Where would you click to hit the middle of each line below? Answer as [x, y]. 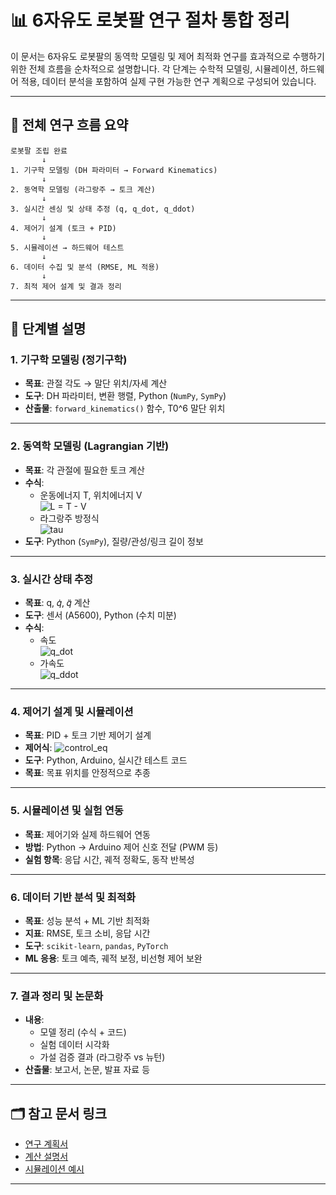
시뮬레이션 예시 [54, 1169]
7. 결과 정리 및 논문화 [57, 996]
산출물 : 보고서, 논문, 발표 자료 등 [87, 1070]
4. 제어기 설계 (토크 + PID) [63, 228]
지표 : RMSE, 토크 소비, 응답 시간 [87, 933]
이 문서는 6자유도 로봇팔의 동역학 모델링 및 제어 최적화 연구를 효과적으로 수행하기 [167, 56]
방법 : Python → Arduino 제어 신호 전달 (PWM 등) [121, 847]
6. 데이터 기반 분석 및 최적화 [73, 897]
